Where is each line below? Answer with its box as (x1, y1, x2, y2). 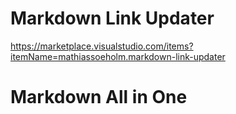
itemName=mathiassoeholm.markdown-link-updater (10, 50, 226, 62)
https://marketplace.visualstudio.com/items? (10, 40, 194, 52)
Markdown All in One (10, 86, 188, 109)
